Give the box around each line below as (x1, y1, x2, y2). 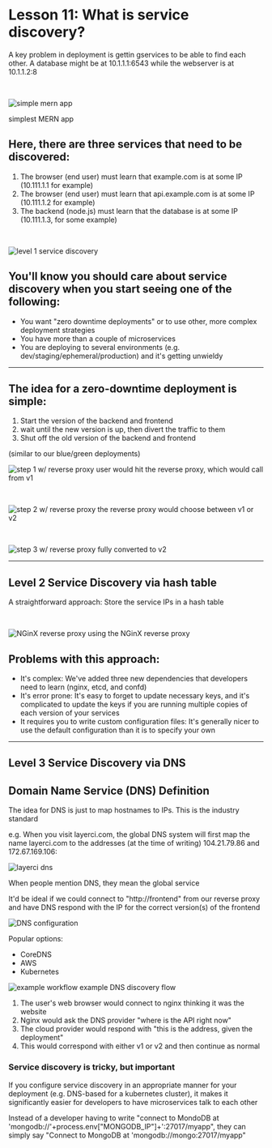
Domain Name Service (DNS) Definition (8, 783, 210, 797)
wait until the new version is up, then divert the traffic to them (19, 425, 226, 434)
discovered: (8, 150, 70, 164)
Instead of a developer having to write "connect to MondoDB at (8, 1112, 219, 1123)
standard (8, 814, 39, 824)
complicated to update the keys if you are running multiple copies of (19, 699, 249, 709)
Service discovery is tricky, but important (8, 1061, 176, 1073)
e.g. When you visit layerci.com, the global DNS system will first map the (8, 830, 251, 839)
